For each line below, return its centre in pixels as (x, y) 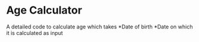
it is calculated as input (34, 33)
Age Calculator (44, 10)
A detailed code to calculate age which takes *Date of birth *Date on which (99, 27)
